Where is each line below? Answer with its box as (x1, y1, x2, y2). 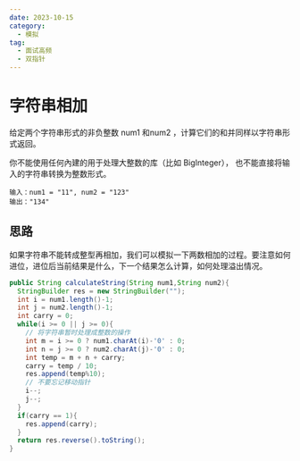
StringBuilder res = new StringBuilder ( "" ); (17, 287, 186, 296)
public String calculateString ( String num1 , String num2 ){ (9, 278, 229, 287)
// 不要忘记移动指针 (25, 378, 91, 387)
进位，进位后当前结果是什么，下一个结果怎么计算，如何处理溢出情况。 (9, 260, 268, 271)
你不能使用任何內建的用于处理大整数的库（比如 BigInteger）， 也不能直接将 (9, 157, 283, 168)
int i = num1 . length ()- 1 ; (17, 295, 114, 304)
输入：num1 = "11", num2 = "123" (9, 188, 129, 197)
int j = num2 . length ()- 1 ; (17, 303, 114, 313)
